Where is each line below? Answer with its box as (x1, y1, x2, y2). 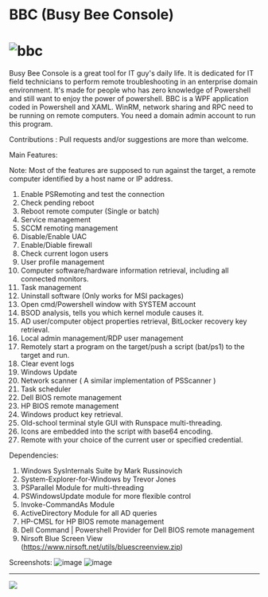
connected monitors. (20, 274, 89, 284)
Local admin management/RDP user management (20, 333, 184, 344)
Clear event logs (20, 359, 75, 368)
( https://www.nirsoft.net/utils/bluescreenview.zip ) (20, 542, 184, 552)
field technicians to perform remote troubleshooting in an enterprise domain (9, 77, 258, 87)
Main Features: (9, 150, 58, 160)
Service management (20, 215, 91, 225)
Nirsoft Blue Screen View (20, 534, 103, 544)
